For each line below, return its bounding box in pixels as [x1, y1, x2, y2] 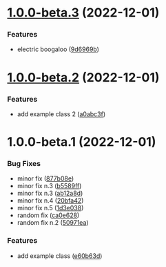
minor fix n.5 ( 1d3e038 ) [17, 204, 84, 212]
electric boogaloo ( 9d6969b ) [17, 45, 100, 53]
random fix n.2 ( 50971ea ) [17, 219, 89, 227]
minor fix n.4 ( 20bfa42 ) [17, 196, 84, 205]
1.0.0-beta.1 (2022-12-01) [7, 134, 156, 150]
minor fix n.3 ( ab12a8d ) [17, 189, 83, 198]
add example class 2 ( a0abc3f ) [17, 109, 106, 118]
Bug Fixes [7, 159, 41, 169]
